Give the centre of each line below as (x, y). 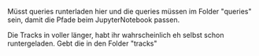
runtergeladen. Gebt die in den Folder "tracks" (83, 43)
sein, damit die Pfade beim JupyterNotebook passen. (94, 20)
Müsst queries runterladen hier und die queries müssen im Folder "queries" (130, 11)
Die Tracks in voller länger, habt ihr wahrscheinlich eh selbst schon (116, 35)
